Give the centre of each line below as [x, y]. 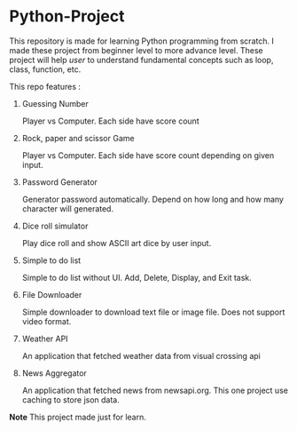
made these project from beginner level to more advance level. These [136, 50]
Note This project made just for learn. [78, 417]
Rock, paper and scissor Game [78, 138]
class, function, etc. [45, 69]
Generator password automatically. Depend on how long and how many [152, 199]
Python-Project [67, 16]
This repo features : [45, 86]
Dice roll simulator [55, 226]
